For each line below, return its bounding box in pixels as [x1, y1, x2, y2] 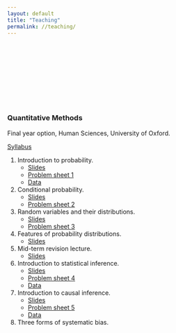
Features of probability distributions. [17, 230, 122, 238]
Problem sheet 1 [27, 171, 74, 179]
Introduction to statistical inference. [17, 259, 120, 267]
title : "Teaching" [7, 17, 61, 24]
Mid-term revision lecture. [17, 244, 93, 253]
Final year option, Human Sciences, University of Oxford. [7, 129, 170, 137]
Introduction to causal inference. [17, 289, 111, 297]
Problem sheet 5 [27, 303, 75, 311]
